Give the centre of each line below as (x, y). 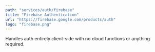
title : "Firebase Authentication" (42, 15)
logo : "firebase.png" (28, 24)
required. (15, 44)
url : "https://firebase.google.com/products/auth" (61, 19)
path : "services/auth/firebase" (40, 10)
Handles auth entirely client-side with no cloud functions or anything (78, 39)
